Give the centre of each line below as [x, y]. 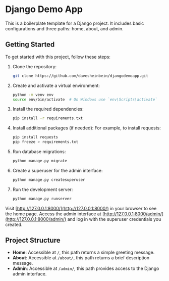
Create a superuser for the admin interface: [58, 170]
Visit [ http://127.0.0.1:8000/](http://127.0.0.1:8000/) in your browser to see [81, 208]
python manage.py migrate [40, 161]
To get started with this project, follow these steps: [58, 57]
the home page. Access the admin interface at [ [55, 214]
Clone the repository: [35, 66]
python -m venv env [33, 95]
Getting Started [30, 45]
